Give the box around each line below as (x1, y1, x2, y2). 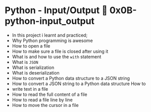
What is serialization (12, 64, 55, 70)
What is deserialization (12, 69, 60, 76)
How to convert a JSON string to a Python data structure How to (12, 81, 146, 87)
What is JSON (12, 59, 38, 65)
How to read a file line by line (12, 96, 73, 103)
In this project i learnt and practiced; (12, 32, 88, 38)
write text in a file (12, 86, 48, 92)
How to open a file (12, 43, 51, 49)
